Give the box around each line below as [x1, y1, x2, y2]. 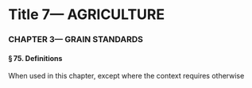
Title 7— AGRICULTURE [8, 6, 165, 24]
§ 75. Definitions [8, 53, 63, 63]
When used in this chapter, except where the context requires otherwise [8, 71, 245, 81]
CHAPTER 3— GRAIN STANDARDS [8, 34, 143, 45]
